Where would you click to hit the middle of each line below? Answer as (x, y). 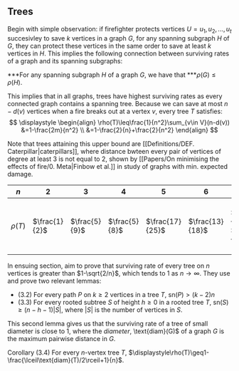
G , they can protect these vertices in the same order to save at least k (110, 46)
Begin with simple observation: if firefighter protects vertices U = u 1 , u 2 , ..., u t (119, 30)
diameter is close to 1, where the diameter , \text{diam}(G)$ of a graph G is (116, 331)
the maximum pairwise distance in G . (62, 338)
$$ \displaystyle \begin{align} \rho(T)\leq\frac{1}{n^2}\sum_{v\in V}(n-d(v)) (119, 122)
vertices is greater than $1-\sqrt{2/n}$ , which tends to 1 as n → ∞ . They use (119, 273)
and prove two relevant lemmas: (54, 281)
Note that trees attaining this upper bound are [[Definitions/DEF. (101, 143)
